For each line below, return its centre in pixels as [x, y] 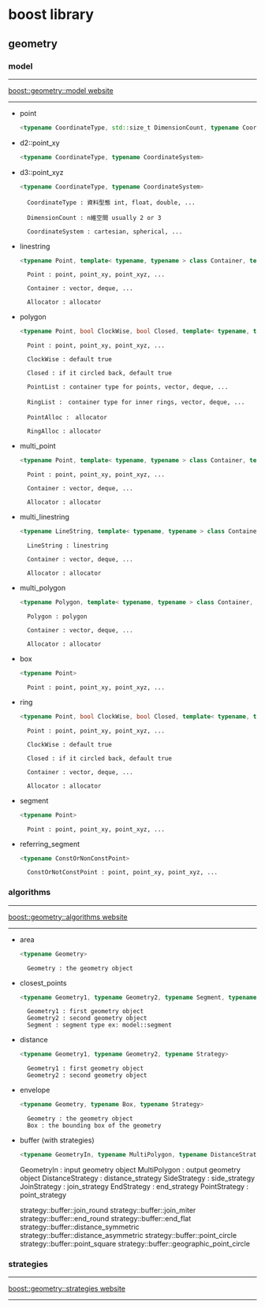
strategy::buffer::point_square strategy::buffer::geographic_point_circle [135, 1244]
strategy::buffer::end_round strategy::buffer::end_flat [105, 1219]
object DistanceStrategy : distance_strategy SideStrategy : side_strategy [137, 1178]
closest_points [43, 982]
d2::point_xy [40, 143]
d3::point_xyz [41, 172]
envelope [35, 1090]
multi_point [37, 446]
